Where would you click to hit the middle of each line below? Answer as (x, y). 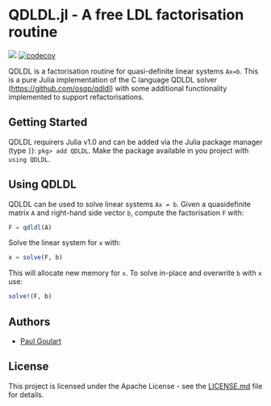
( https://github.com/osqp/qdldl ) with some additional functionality (118, 88)
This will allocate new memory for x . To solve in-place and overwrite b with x (135, 273)
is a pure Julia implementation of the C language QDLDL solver (113, 79)
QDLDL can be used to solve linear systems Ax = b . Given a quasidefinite (130, 204)
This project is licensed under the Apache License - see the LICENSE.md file (135, 386)
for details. (26, 395)
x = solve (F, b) (35, 258)
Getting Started (48, 123)
